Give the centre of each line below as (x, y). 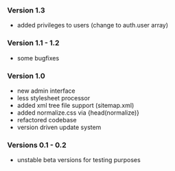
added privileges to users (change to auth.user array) (93, 25)
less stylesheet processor (54, 98)
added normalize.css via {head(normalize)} (78, 113)
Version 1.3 (26, 10)
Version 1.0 (26, 76)
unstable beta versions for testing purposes (79, 160)
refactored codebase (47, 119)
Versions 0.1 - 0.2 (37, 145)
